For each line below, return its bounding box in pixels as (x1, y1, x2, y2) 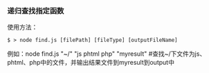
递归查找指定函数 (7, 6, 64, 15)
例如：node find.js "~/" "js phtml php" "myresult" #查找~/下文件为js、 (7, 50, 206, 58)
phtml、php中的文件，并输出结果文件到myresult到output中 (7, 59, 175, 67)
